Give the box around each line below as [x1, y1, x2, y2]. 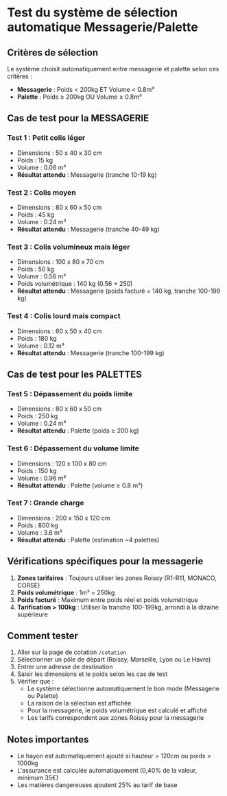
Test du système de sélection [7, 5, 178, 21]
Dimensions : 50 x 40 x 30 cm [16, 149, 102, 157]
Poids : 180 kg [16, 334, 57, 342]
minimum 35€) [16, 773, 59, 782]
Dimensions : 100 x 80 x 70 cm [16, 258, 104, 266]
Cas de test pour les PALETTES [7, 368, 142, 380]
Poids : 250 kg [16, 412, 58, 420]
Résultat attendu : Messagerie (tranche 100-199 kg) [16, 348, 165, 357]
